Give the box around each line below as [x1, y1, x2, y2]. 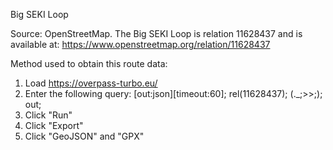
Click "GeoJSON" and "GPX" [24, 130, 145, 142]
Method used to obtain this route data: [10, 58, 168, 69]
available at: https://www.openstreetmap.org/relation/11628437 [10, 39, 271, 50]
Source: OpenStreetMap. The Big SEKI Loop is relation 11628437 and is [10, 28, 303, 39]
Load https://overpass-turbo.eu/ [24, 77, 158, 89]
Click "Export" [24, 120, 84, 131]
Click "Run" [24, 109, 73, 121]
